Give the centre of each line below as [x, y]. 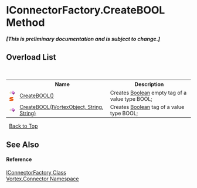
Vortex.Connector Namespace [43, 179]
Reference [19, 159]
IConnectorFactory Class [36, 172]
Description [149, 84]
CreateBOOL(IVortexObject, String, [62, 107]
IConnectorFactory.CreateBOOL [86, 10]
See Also [23, 144]
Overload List [31, 57]
